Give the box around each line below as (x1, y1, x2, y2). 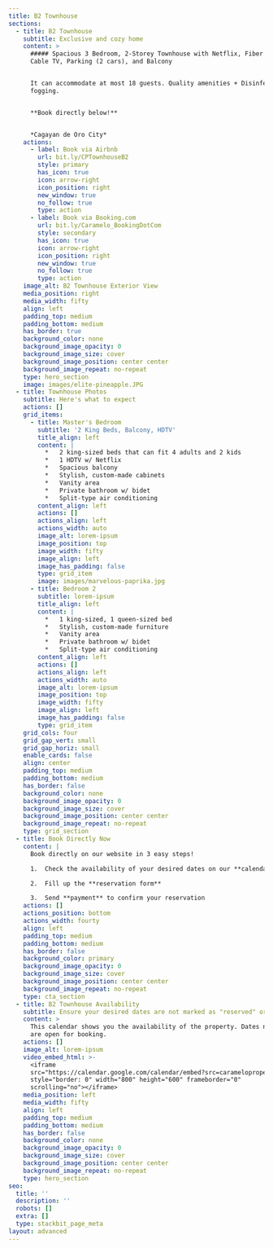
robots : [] (15, 1205, 53, 1213)
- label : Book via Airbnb (29, 146, 118, 154)
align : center (23, 759, 71, 767)
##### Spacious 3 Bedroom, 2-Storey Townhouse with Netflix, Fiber (29, 50, 264, 58)
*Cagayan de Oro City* (29, 130, 107, 138)
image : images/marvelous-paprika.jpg (37, 578, 165, 586)
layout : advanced (8, 1227, 67, 1235)
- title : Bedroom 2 (29, 585, 96, 593)
